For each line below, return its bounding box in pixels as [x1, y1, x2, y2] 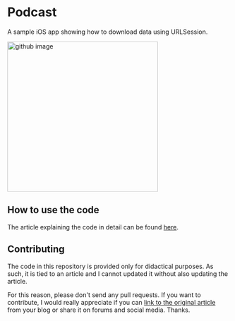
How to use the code [7, 204, 100, 216]
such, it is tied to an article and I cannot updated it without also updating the [7, 269, 228, 278]
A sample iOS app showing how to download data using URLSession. [7, 27, 208, 36]
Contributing [7, 244, 65, 256]
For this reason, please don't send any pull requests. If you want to [7, 290, 201, 299]
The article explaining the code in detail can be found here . [7, 222, 179, 231]
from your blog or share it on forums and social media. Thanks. [7, 306, 191, 314]
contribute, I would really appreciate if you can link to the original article [7, 298, 216, 306]
